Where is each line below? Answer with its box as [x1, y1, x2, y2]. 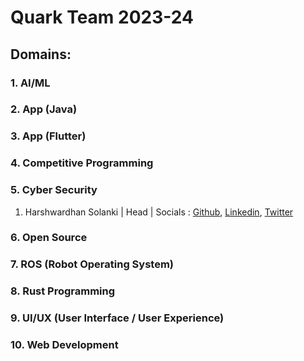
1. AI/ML [10, 76, 51, 90]
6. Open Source [10, 231, 88, 245]
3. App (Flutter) [10, 129, 87, 143]
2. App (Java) [10, 102, 78, 116]
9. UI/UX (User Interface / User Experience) [10, 311, 225, 325]
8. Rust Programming [10, 284, 116, 298]
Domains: [10, 46, 72, 63]
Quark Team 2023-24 [10, 6, 194, 29]
